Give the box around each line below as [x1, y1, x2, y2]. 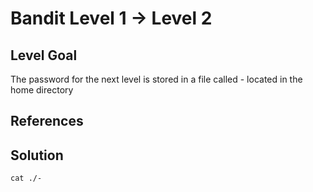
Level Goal [10, 47, 78, 64]
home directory [10, 84, 74, 96]
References [10, 113, 84, 130]
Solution [10, 147, 64, 164]
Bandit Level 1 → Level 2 [10, 7, 213, 30]
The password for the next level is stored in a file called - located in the [10, 73, 303, 85]
